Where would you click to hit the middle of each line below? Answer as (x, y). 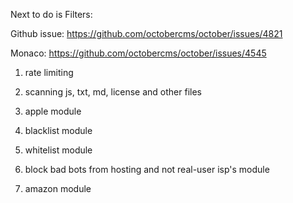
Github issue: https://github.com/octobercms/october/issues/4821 (146, 33)
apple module (53, 111)
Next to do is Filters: (51, 14)
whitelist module (58, 150)
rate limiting (49, 72)
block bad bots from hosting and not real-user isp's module (147, 169)
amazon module (58, 188)
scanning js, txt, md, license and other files (113, 92)
